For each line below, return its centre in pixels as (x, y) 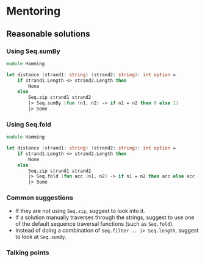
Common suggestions (40, 198)
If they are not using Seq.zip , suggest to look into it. (80, 211)
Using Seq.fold (29, 124)
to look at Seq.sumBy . (41, 237)
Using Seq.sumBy (34, 51)
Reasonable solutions (48, 34)
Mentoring (34, 11)
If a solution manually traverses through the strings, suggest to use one (105, 217)
